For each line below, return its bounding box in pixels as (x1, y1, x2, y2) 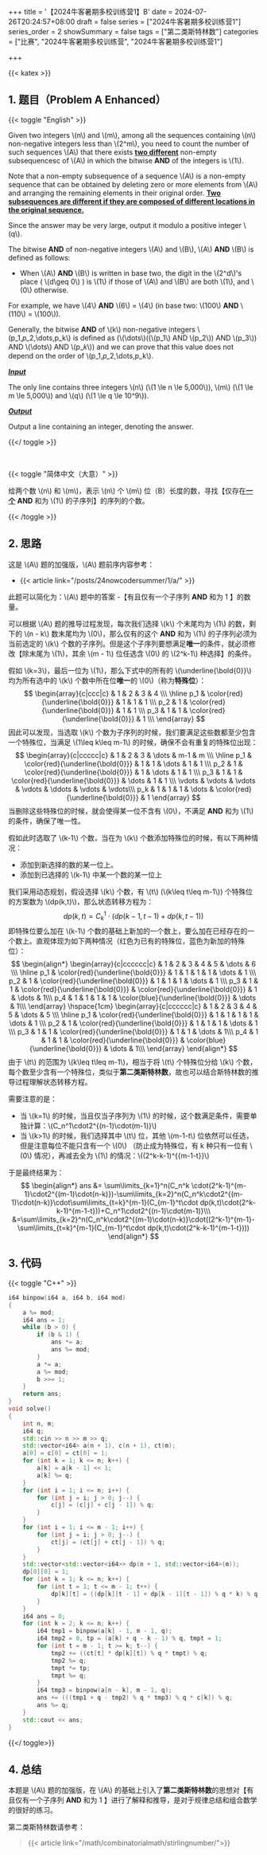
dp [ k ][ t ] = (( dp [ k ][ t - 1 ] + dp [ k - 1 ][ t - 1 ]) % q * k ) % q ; (50, 1590, 261, 1598)
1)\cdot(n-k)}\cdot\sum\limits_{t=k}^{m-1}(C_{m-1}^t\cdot (11, 1198, 199, 1207)
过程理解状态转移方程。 (14, 1077, 92, 1087)
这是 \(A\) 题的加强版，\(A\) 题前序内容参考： (8, 559, 155, 569)
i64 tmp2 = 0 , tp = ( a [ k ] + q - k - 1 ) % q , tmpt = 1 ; (37, 1634, 222, 1643)
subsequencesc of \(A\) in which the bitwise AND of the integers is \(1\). (8, 155, 245, 165)
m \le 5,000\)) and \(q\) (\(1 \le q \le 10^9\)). (8, 390, 149, 400)
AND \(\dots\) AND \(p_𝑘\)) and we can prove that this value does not (8, 342, 234, 351)
